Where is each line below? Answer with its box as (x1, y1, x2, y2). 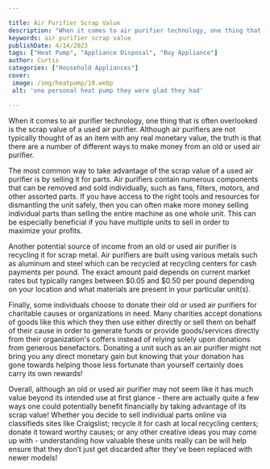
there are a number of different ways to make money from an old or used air (8, 141, 260, 151)
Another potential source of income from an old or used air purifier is (8, 241, 237, 251)
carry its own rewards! (8, 368, 83, 378)
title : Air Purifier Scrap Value (8, 19, 121, 27)
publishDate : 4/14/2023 (8, 41, 89, 49)
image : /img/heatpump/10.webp (11, 78, 114, 87)
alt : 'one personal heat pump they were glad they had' (11, 86, 204, 94)
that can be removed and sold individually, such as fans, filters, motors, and (8, 182, 260, 192)
